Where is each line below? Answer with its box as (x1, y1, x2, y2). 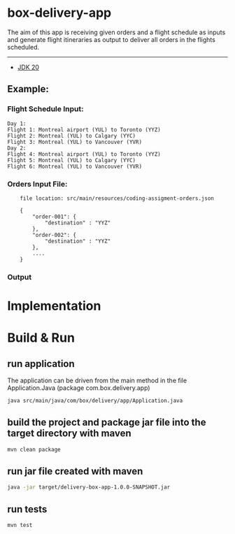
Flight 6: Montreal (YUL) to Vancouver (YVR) (7, 163, 142, 170)
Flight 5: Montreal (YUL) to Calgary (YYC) (7, 157, 136, 164)
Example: (7, 83, 49, 95)
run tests (7, 503, 48, 515)
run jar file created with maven (7, 465, 143, 477)
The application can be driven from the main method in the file (7, 376, 187, 385)
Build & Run (7, 330, 76, 346)
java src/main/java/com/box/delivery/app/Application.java (7, 397, 183, 405)
